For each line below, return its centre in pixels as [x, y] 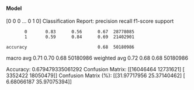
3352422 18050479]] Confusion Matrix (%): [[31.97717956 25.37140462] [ [96, 75]
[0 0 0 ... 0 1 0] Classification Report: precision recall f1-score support [90, 21]
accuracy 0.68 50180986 [70, 47]
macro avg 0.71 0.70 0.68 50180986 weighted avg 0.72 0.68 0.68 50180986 [97, 58]
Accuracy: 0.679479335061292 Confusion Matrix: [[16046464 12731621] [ [96, 70]
